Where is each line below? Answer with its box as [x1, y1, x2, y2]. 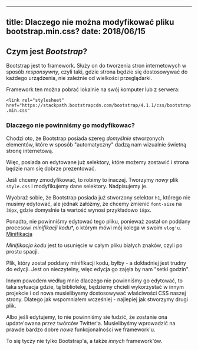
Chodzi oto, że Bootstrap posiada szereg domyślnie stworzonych [6, 135, 164, 142]
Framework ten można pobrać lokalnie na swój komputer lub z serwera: [6, 86, 180, 93]
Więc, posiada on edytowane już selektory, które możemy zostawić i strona [6, 158, 189, 165]
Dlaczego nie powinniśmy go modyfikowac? [6, 121, 136, 129]
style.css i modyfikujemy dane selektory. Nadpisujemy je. [6, 182, 148, 189]
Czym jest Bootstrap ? [6, 46, 87, 56]
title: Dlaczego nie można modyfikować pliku [6, 17, 174, 27]
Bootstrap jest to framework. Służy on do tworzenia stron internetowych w [6, 62, 187, 69]
